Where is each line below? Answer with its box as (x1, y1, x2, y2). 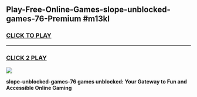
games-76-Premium (6, 14, 81, 24)
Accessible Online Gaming (6, 84, 72, 91)
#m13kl (83, 14, 110, 24)
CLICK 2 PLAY (6, 53, 47, 62)
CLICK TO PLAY (6, 32, 52, 40)
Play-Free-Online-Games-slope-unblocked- (6, 5, 171, 15)
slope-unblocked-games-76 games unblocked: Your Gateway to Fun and (6, 78, 188, 85)
